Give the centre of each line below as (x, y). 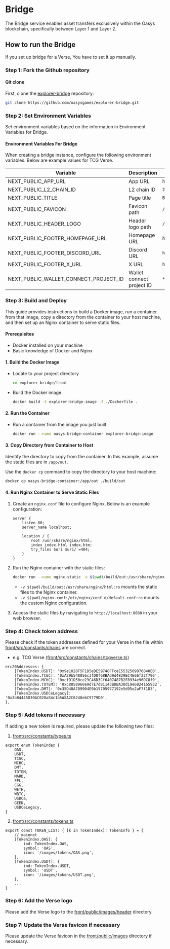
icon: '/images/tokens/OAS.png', (59, 853)
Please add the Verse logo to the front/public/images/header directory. (79, 911)
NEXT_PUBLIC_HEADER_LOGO (44, 224)
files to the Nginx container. (49, 592)
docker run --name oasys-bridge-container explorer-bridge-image (83, 434)
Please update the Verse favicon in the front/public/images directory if (78, 936)
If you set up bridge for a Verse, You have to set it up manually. (71, 57)
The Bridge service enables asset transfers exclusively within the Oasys (80, 23)
